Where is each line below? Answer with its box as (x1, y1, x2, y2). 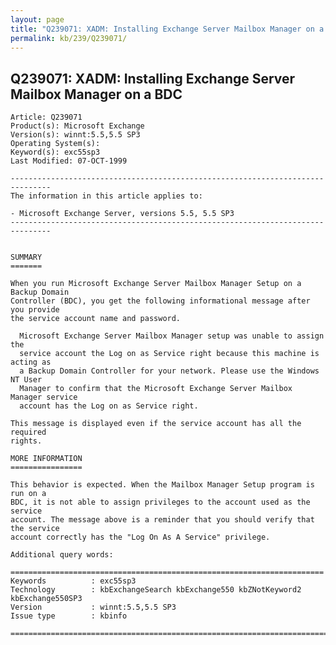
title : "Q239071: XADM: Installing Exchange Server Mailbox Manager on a (10, 24, 325, 34)
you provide (10, 305, 60, 315)
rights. (10, 436, 43, 446)
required (10, 427, 47, 438)
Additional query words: (10, 550, 114, 560)
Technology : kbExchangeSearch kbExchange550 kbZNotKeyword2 (10, 585, 302, 595)
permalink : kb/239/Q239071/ (10, 33, 128, 43)
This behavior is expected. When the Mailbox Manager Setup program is (10, 480, 315, 490)
